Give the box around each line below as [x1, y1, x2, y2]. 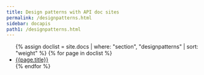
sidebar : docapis [6, 20, 51, 26]
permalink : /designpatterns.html [6, 15, 92, 21]
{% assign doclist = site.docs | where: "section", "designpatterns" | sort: [15, 43, 198, 50]
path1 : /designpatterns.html [6, 26, 81, 33]
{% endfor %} [15, 63, 51, 70]
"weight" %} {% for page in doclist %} [15, 50, 112, 57]
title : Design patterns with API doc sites [6, 9, 120, 15]
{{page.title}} [15, 56, 49, 63]
